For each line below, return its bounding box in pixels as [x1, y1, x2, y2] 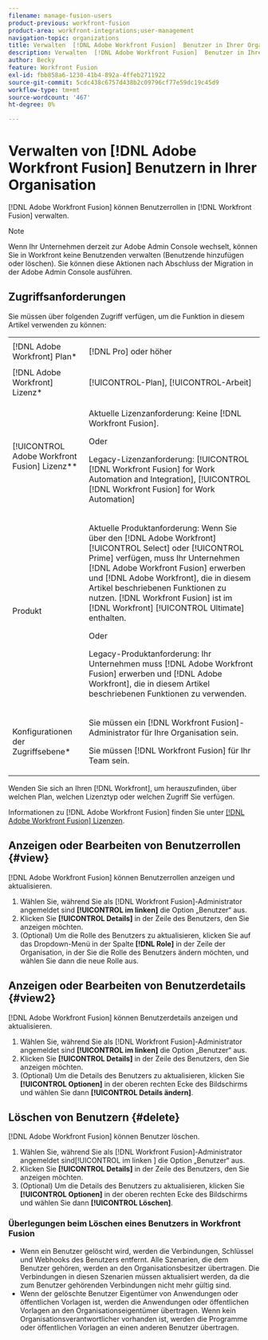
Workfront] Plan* [12, 350, 77, 362]
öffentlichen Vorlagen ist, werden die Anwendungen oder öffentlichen [19, 1297, 250, 1306]
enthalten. [89, 612, 127, 623]
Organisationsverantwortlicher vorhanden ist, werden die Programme [19, 1314, 248, 1323]
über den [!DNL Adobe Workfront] [89, 532, 217, 544]
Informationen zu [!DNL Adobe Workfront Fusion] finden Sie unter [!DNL [8, 807, 245, 816]
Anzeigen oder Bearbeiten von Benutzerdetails [8, 979, 246, 993]
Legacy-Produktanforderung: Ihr [89, 648, 212, 659]
